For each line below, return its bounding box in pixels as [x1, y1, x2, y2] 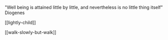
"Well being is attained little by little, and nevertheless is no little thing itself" [5, 5, 163, 10]
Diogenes [5, 10, 25, 16]
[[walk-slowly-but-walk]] [5, 29, 57, 35]
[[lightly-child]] [5, 20, 36, 25]
